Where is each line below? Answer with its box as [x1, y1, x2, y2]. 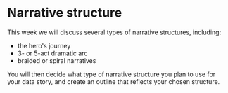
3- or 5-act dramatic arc [17, 49, 88, 57]
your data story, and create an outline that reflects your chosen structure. [7, 77, 220, 85]
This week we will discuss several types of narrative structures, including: [7, 28, 222, 36]
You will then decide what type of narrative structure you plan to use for [7, 70, 216, 78]
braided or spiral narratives [17, 56, 96, 64]
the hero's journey [17, 41, 71, 50]
